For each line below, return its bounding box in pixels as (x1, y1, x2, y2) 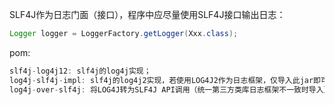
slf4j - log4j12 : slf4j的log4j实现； (9, 66, 152, 76)
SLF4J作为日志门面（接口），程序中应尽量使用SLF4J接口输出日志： (9, 9, 286, 20)
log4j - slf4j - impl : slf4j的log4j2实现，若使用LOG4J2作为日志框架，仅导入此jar (9, 75, 314, 85)
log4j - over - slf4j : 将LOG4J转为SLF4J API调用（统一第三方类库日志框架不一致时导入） (9, 84, 328, 95)
